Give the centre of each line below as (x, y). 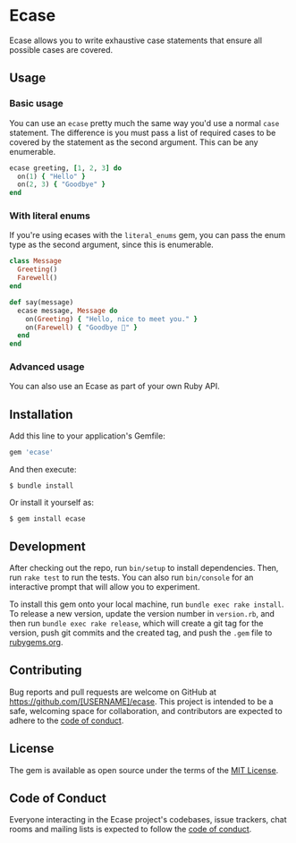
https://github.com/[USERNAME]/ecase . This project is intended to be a (141, 701)
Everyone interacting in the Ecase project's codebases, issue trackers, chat (148, 820)
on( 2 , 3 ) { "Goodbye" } (61, 184)
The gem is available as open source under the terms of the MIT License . (144, 770)
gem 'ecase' (31, 453)
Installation (41, 414)
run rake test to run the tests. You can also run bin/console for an (131, 577)
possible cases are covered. (61, 49)
